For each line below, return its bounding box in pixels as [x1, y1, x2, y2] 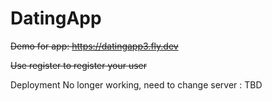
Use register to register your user [10, 59, 148, 71]
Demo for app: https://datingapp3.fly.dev [10, 40, 179, 52]
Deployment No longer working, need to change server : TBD [10, 78, 263, 91]
